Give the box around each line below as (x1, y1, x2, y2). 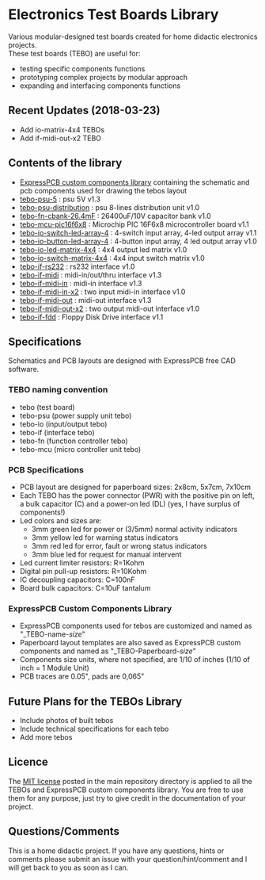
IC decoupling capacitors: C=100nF (19, 575, 136, 584)
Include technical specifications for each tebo (19, 724, 169, 734)
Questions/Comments (8, 825, 120, 838)
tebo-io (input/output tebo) (19, 419, 108, 429)
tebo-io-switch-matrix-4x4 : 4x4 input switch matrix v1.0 (19, 253, 206, 262)
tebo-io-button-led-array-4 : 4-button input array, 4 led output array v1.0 (19, 236, 257, 246)
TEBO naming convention (8, 385, 108, 396)
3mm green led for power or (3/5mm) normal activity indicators (31, 524, 238, 534)
